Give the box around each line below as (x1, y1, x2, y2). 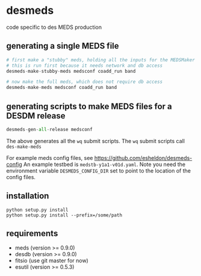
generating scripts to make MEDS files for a (6, 101, 173, 111)
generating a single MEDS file (6, 41, 119, 51)
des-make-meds (6, 144, 42, 150)
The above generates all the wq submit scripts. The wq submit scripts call (6, 137, 185, 144)
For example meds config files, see (6, 154, 93, 161)
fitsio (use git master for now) (14, 257, 88, 265)
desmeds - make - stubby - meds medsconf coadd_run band (6, 68, 136, 74)
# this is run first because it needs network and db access (6, 63, 163, 69)
